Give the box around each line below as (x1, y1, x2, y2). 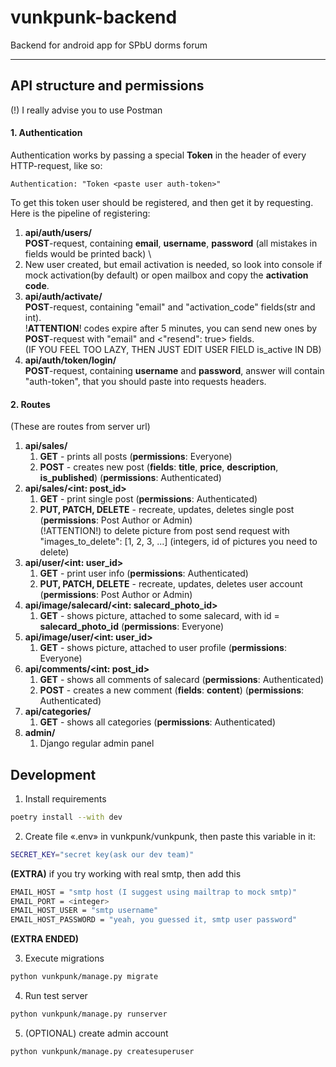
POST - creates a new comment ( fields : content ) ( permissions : (39, 684, 305, 696)
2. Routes (10, 398, 51, 410)
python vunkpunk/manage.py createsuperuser (10, 1046, 195, 1056)
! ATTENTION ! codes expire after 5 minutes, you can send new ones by (24, 322, 318, 334)
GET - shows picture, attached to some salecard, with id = (39, 610, 280, 622)
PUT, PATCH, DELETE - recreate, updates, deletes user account (39, 578, 303, 590)
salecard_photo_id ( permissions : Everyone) (39, 621, 225, 633)
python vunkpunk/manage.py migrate (10, 972, 159, 982)
